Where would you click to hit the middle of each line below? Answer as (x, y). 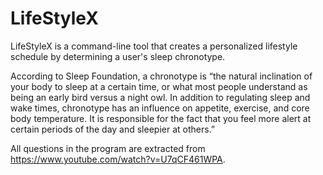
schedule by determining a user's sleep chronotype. (118, 56)
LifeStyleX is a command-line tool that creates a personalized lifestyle (154, 46)
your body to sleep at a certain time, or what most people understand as (159, 86)
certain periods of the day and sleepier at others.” (113, 129)
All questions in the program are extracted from (108, 148)
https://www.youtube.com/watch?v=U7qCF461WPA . (118, 159)
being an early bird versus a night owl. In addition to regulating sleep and (160, 97)
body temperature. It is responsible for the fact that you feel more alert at (161, 118)
